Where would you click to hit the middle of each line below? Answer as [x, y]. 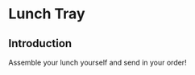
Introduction [40, 43]
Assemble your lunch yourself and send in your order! [97, 62]
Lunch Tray [47, 14]
